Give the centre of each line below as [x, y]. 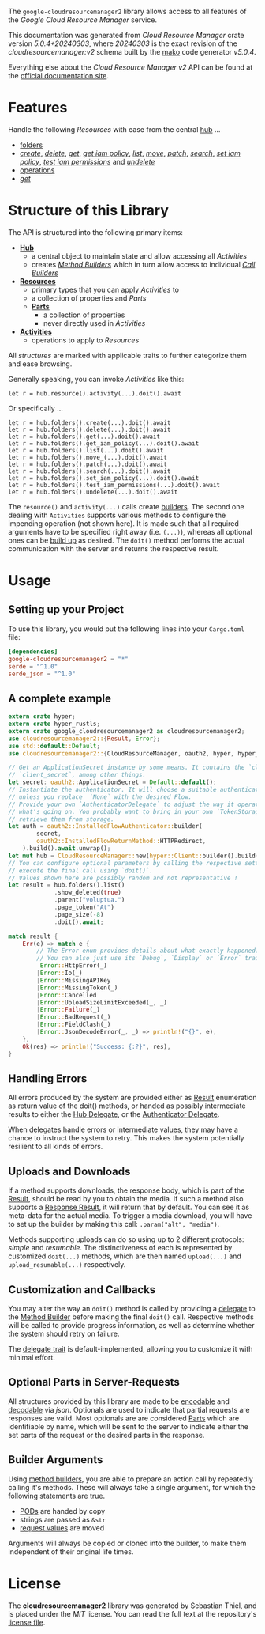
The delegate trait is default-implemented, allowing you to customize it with [131, 1349]
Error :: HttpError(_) [74, 966]
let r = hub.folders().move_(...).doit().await [88, 457]
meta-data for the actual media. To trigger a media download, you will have [130, 1216]
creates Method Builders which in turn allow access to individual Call [143, 264]
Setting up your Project [66, 609]
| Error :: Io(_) [60, 973]
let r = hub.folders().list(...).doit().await [86, 450]
